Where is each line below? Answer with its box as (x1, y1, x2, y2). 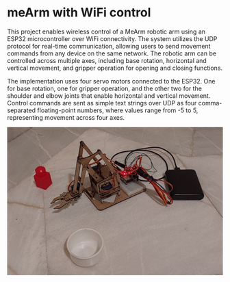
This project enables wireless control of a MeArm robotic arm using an (7, 27, 206, 36)
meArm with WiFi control (7, 5, 151, 21)
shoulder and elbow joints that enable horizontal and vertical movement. (7, 91, 211, 100)
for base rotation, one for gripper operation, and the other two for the (7, 84, 202, 92)
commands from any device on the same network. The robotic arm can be (7, 49, 217, 57)
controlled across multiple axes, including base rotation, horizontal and (7, 56, 207, 64)
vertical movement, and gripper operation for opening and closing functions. (7, 64, 223, 72)
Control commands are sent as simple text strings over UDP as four (7, 99, 197, 107)
